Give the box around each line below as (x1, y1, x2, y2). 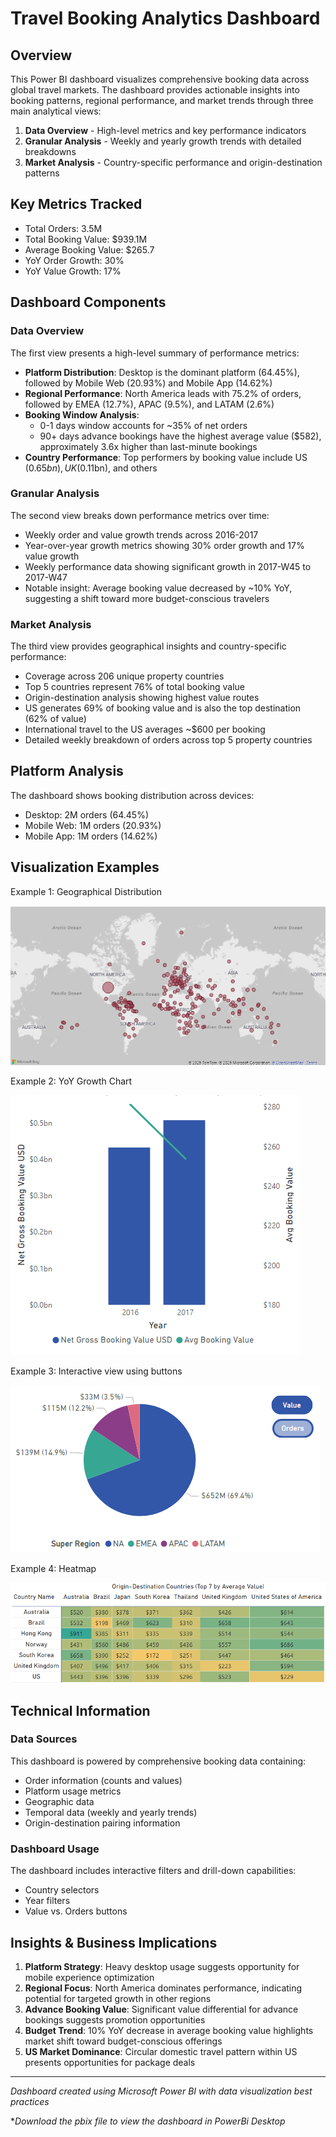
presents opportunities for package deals (24, 2056, 196, 2068)
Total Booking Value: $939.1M (24, 233, 148, 245)
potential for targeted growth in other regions (24, 1992, 212, 2004)
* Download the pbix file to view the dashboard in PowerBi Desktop (10, 2115, 286, 2127)
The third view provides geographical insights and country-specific (10, 640, 287, 652)
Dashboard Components (10, 294, 167, 311)
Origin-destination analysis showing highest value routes (24, 692, 260, 704)
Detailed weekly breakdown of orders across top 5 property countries (24, 734, 313, 746)
